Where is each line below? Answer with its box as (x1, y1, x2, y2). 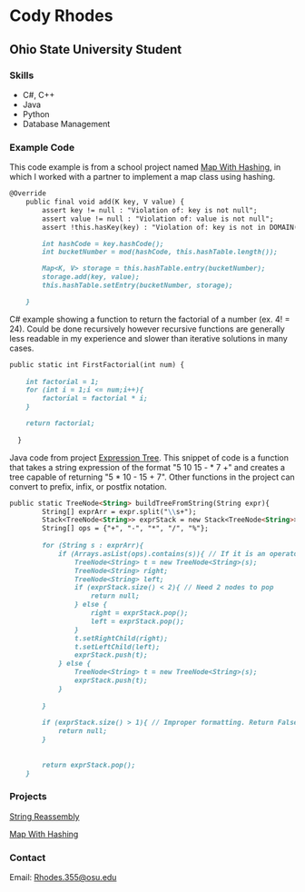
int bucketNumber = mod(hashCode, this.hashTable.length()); (42, 247, 279, 257)
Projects (9, 790, 47, 803)
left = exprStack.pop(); (90, 617, 184, 626)
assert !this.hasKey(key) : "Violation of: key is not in (42, 223, 266, 232)
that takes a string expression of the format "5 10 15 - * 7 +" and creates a (9, 461, 286, 472)
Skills (9, 69, 34, 82)
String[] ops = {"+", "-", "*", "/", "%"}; (42, 524, 209, 533)
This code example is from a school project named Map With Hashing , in (9, 162, 281, 173)
